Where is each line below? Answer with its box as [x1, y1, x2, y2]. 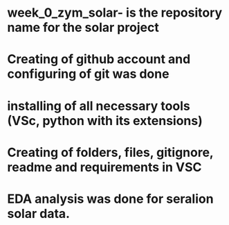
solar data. [7, 206, 71, 222]
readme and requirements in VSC [7, 159, 202, 175]
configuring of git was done [7, 66, 170, 82]
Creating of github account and [7, 51, 191, 67]
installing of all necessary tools [7, 98, 190, 114]
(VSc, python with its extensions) [7, 112, 203, 128]
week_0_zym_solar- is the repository [7, 5, 223, 21]
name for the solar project [7, 19, 159, 35]
